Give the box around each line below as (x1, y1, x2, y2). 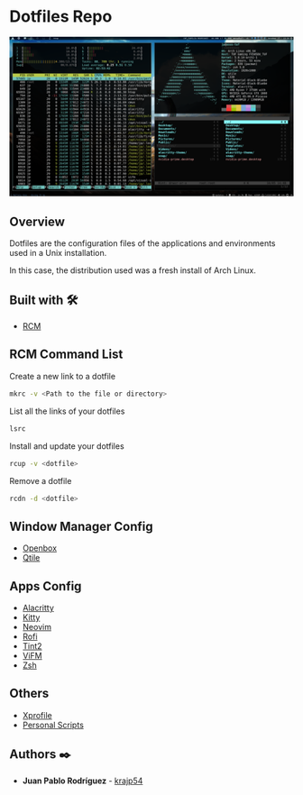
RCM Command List (9, 347, 124, 362)
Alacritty (22, 602, 54, 613)
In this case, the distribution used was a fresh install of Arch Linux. (9, 265, 257, 276)
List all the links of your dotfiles (9, 406, 125, 416)
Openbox (22, 543, 57, 553)
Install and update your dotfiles (9, 440, 124, 452)
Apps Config (9, 579, 82, 594)
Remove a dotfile (9, 475, 72, 486)
